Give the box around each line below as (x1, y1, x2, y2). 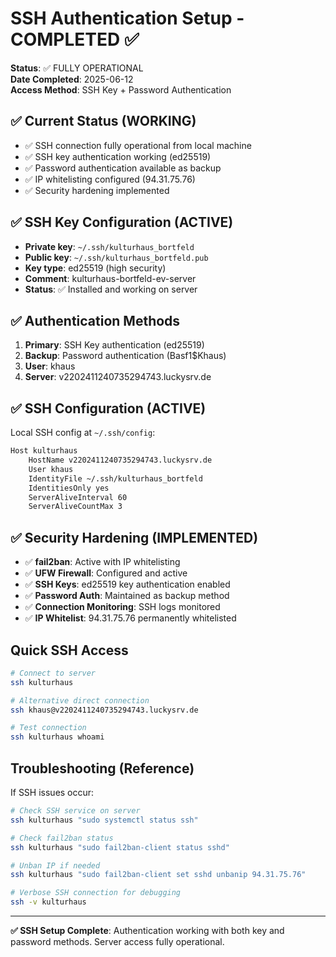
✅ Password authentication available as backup (24, 162, 222, 174)
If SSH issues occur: (10, 787, 95, 798)
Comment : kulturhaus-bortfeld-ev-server (24, 272, 197, 284)
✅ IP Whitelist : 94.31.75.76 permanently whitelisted (24, 612, 237, 624)
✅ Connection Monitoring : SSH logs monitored (24, 601, 221, 613)
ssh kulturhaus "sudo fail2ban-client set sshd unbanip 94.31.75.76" (10, 870, 307, 880)
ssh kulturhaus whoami (10, 732, 105, 742)
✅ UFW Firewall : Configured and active (24, 567, 188, 579)
